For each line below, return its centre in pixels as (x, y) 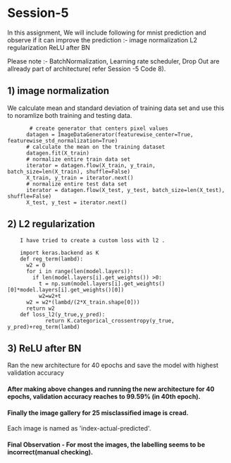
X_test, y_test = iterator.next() (77, 203)
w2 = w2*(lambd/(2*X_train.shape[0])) (83, 302)
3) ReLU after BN (44, 348)
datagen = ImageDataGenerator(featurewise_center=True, (110, 134)
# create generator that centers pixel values (99, 128)
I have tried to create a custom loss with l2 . (93, 240)
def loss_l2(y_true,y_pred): (63, 314)
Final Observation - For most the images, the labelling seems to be (106, 444)
